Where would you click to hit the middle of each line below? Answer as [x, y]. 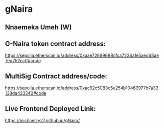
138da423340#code [26, 93]
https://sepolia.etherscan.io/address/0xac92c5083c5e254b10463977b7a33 [82, 88]
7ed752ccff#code [23, 61]
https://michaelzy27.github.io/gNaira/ [43, 121]
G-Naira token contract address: [56, 43]
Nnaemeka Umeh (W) [38, 27]
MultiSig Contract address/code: [56, 76]
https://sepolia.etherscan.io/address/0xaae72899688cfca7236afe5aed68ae [82, 55]
